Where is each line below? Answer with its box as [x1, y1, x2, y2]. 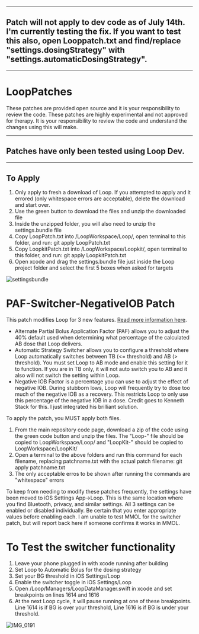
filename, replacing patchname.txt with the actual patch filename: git [14, 457, 182, 465]
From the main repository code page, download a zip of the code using [14, 426, 188, 433]
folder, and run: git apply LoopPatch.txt [14, 239, 111, 246]
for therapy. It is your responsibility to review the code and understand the [6, 117, 187, 124]
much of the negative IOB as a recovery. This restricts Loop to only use [14, 390, 188, 398]
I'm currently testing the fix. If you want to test [6, 27, 181, 37]
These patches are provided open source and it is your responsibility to [6, 104, 181, 111]
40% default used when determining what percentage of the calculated [14, 334, 190, 341]
